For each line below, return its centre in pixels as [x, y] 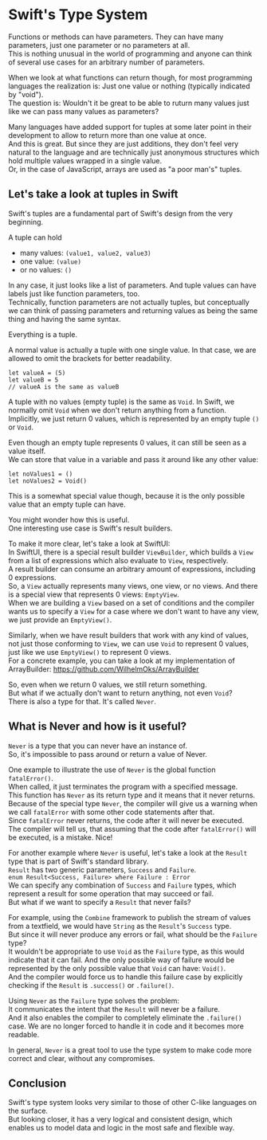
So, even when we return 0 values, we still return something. [108, 684]
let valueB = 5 [33, 380]
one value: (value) [51, 261]
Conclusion [37, 1083]
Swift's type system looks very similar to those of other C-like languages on [133, 1103]
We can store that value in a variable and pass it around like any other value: [133, 459]
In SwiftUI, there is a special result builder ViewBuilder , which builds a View [131, 552]
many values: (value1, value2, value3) [85, 253]
